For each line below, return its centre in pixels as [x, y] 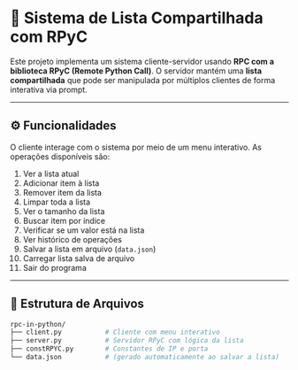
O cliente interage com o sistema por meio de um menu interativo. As [136, 147]
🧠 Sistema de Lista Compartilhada [137, 18]
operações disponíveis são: [60, 156]
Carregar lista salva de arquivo [79, 258]
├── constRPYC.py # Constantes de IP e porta [109, 349]
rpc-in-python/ [38, 324]
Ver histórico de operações [73, 239]
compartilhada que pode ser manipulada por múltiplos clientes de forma [143, 80]
